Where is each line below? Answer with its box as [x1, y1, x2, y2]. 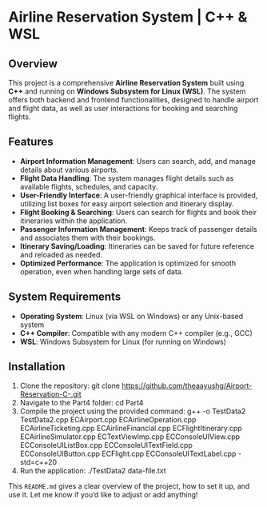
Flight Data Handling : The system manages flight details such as [19, 173, 234, 183]
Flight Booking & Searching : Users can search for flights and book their [19, 207, 257, 217]
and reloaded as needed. [19, 250, 102, 259]
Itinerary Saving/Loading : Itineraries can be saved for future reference [19, 241, 254, 251]
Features [8, 135, 54, 149]
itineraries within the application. [19, 216, 128, 226]
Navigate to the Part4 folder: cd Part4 [19, 398, 144, 408]
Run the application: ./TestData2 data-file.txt [19, 466, 166, 476]
